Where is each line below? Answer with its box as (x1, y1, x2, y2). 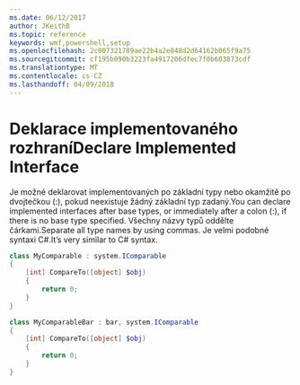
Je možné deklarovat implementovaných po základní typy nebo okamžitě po (9, 186, 291, 197)
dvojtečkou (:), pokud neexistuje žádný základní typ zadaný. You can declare (9, 196, 291, 206)
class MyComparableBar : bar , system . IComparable (9, 318, 199, 327)
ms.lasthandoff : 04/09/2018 (9, 80, 115, 89)
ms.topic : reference (9, 30, 87, 39)
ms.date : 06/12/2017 (9, 13, 87, 22)
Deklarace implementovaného (9, 118, 238, 139)
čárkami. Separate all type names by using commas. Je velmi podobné (9, 224, 269, 235)
